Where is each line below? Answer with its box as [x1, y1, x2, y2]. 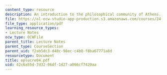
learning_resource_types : [5, 26, 59, 31]
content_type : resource [5, 7, 55, 12]
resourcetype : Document [5, 53, 55, 58]
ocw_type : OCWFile [5, 35, 43, 40]
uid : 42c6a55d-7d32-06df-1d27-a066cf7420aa [5, 62, 97, 67]
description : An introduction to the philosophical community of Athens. [5, 12, 162, 17]
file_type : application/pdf [5, 21, 64, 26]
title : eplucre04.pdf [5, 58, 50, 63]
